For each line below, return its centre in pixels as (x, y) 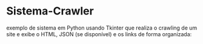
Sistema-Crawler (50, 11)
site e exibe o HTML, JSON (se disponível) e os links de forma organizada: (99, 34)
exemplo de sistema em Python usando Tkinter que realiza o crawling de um (102, 28)
